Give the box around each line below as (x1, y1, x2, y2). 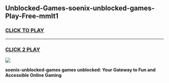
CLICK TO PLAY (5, 27, 44, 34)
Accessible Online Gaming (5, 72, 62, 78)
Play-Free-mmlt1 (5, 12, 59, 21)
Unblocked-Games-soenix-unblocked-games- (5, 4, 155, 13)
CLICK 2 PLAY (5, 46, 40, 53)
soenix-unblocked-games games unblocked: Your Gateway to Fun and (5, 66, 156, 72)
